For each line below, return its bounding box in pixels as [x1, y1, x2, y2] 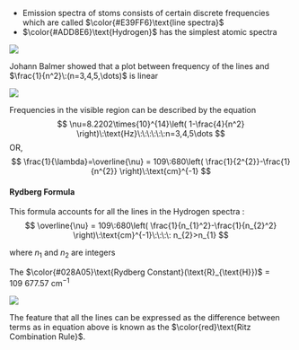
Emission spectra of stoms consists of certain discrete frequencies [22, 8, 270, 18]
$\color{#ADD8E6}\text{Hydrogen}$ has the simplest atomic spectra [22, 27, 277, 37]
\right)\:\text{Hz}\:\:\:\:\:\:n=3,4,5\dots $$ [75, 128, 226, 138]
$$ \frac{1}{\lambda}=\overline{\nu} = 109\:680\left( [11, 156, 204, 167]
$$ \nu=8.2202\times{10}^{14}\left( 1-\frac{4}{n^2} [57, 118, 245, 129]
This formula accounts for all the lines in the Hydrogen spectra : [9, 206, 245, 217]
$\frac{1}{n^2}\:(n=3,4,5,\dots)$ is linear [9, 71, 159, 81]
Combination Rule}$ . [9, 331, 86, 342]
